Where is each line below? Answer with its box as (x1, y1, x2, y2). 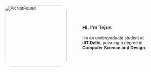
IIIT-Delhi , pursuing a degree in (82, 40, 143, 46)
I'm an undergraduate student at (82, 35, 144, 41)
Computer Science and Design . (82, 45, 147, 51)
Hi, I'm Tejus (82, 24, 112, 31)
